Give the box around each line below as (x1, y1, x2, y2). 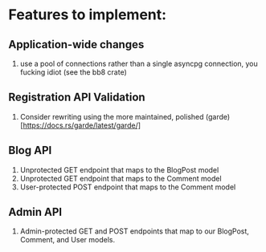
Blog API (8, 144, 52, 157)
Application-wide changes (8, 38, 145, 51)
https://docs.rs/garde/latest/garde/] (23, 120, 141, 130)
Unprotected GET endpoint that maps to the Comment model (19, 173, 223, 183)
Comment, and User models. (19, 235, 115, 245)
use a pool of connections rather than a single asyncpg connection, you (19, 59, 259, 68)
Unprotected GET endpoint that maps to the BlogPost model (19, 165, 219, 174)
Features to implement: (8, 6, 167, 24)
